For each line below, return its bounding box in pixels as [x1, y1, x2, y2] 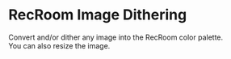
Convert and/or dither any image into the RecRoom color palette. [8, 32, 224, 42]
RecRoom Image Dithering [8, 6, 187, 24]
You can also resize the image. [8, 40, 111, 50]
